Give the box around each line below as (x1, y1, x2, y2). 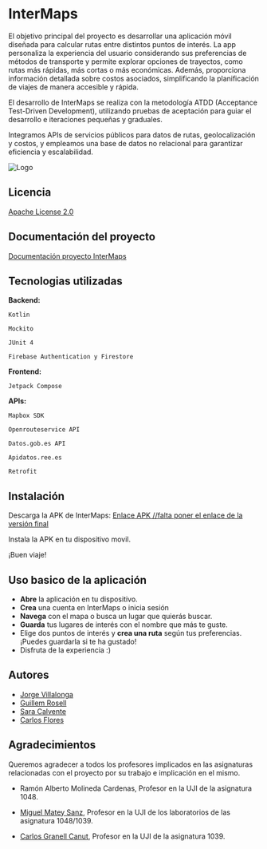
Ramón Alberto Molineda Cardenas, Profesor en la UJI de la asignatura (19, 784, 253, 793)
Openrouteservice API (8, 426, 80, 434)
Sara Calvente (19, 706, 66, 716)
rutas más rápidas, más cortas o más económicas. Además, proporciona (8, 65, 246, 74)
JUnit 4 (8, 339, 34, 347)
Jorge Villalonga (19, 689, 74, 699)
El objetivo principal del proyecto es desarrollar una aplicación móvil (8, 31, 233, 41)
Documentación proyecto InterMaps (8, 251, 127, 260)
